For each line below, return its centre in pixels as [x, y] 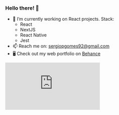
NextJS [28, 30]
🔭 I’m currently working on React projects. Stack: [63, 19]
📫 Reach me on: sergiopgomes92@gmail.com [61, 46]
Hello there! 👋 [22, 8]
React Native [33, 35]
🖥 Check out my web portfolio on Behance [56, 54]
